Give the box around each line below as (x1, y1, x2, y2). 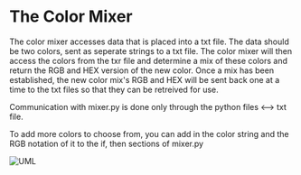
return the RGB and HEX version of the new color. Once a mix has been (9, 65, 274, 76)
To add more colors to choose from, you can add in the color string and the (9, 128, 289, 139)
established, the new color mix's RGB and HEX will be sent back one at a (9, 74, 280, 85)
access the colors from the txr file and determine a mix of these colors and (9, 55, 287, 66)
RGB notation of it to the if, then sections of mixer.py (9, 138, 204, 149)
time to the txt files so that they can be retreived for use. (9, 84, 219, 95)
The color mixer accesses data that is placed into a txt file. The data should (9, 36, 289, 47)
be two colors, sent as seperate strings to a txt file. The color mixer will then (9, 45, 292, 56)
